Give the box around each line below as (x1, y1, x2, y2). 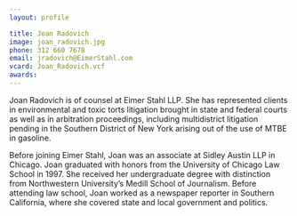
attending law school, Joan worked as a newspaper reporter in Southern (9, 188, 275, 198)
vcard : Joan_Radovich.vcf (9, 62, 105, 71)
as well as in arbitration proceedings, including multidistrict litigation (9, 113, 259, 124)
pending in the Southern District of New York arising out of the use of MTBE (9, 123, 287, 133)
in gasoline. (9, 132, 52, 143)
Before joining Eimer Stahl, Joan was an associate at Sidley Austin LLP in (9, 149, 276, 160)
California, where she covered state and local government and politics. (9, 196, 269, 207)
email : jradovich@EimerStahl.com (9, 54, 133, 63)
